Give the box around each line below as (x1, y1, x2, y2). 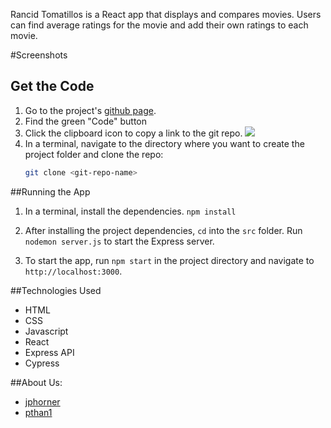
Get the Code (10, 78, 95, 95)
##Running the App (10, 185, 91, 198)
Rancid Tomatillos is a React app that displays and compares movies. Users (10, 9, 322, 20)
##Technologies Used (10, 284, 102, 296)
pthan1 (24, 406, 53, 418)
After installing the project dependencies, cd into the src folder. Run (24, 224, 303, 236)
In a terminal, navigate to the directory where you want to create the (24, 137, 305, 149)
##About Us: (10, 376, 63, 388)
